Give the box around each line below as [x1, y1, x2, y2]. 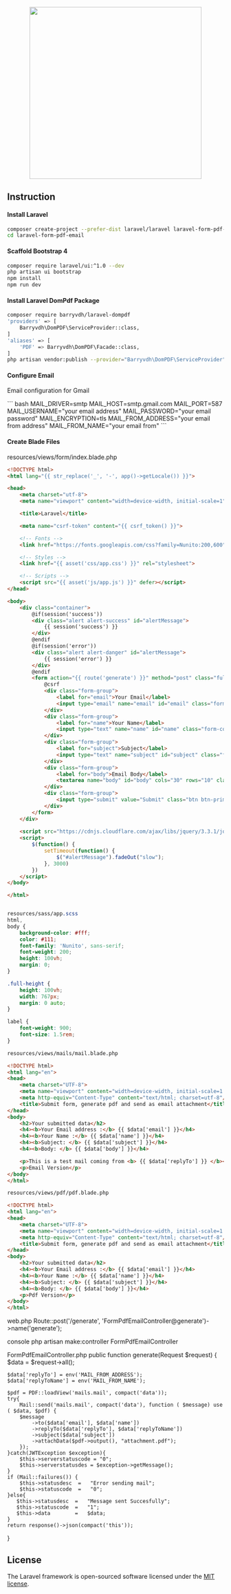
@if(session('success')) [32, 610, 103, 617]
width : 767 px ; [19, 993, 60, 1000]
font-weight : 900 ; [19, 1025, 72, 1032]
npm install [7, 275, 41, 282]
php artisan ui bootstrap [7, 268, 81, 275]
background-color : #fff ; [19, 929, 91, 936]
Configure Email [7, 371, 54, 379]
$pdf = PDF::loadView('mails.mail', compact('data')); [7, 1390, 168, 1396]
